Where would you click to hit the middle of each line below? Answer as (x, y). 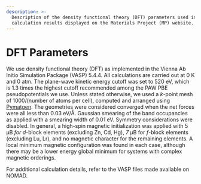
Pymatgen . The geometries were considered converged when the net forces (100, 107)
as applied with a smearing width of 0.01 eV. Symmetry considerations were (100, 119)
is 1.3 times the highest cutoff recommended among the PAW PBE (87, 88)
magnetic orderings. (31, 158)
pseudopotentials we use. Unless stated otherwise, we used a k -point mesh (100, 94)
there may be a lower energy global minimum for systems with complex (94, 151)
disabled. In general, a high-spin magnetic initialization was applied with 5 (97, 126)
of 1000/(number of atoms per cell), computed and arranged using (88, 101)
